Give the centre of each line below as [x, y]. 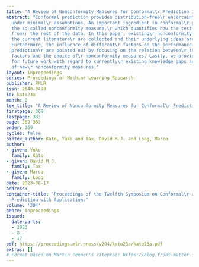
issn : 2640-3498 [26, 89]
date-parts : [26, 222]
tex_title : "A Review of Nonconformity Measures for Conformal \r [88, 106]
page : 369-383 [24, 122]
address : [17, 189]
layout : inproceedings [34, 73]
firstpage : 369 [25, 111]
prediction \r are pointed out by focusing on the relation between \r [99, 51]
